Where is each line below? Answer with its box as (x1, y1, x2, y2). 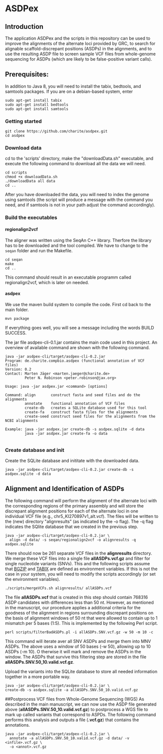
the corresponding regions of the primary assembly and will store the (5, 503, 144, 509)
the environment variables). (5, 576, 60, 582)
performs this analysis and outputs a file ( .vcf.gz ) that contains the (5, 717, 139, 723)
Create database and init (5, 446, 65, 453)
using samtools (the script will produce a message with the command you (5, 197, 153, 203)
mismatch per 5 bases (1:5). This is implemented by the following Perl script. (5, 620, 158, 626)
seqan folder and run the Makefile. (5, 247, 73, 253)
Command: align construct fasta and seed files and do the (5, 392, 140, 398)
